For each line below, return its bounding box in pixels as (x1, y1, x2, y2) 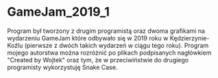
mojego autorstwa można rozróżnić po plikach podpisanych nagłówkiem (7, 49, 212, 57)
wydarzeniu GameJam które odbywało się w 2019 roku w (7, 34, 169, 42)
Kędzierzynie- (169, 34, 210, 42)
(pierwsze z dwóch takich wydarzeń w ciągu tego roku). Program (24, 41, 209, 49)
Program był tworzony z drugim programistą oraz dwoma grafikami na (7, 27, 206, 35)
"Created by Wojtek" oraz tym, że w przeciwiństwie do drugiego (7, 55, 189, 64)
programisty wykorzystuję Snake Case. (7, 63, 118, 71)
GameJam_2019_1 (7, 4, 110, 20)
